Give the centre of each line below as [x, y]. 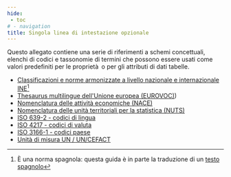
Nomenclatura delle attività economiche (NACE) [85, 103]
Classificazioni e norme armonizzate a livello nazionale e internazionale [118, 80]
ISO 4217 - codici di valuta [54, 125]
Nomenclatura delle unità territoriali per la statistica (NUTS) [101, 110]
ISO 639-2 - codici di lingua [56, 117]
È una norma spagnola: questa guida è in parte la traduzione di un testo [118, 159]
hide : [15, 13]
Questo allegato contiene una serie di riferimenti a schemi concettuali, [106, 52]
